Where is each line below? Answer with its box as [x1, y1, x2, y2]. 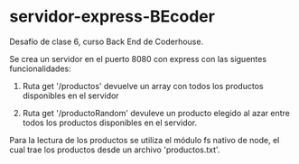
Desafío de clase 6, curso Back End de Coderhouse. [9, 36, 204, 47]
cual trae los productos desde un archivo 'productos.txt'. [9, 144, 220, 155]
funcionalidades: [9, 63, 72, 74]
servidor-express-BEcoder [9, 6, 215, 27]
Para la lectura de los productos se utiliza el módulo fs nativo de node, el [9, 134, 280, 145]
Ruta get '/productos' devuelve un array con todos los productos [22, 80, 264, 91]
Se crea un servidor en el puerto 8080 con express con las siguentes [9, 53, 267, 64]
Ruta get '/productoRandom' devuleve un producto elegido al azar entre [22, 107, 291, 118]
